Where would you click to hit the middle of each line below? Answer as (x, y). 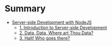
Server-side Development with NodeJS (52, 22)
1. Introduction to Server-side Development (63, 27)
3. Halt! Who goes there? (45, 38)
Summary (25, 9)
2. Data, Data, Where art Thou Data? (56, 33)
